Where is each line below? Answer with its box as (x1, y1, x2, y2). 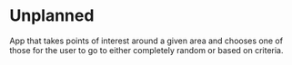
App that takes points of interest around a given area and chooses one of (9, 35, 284, 46)
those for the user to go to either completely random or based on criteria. (9, 44, 284, 55)
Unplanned (9, 5, 95, 26)
